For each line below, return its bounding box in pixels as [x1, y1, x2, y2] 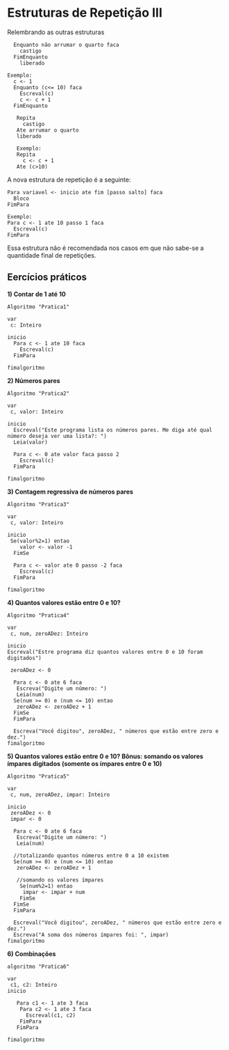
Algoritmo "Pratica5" [7, 773, 70, 780]
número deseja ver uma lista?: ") [7, 432, 108, 439]
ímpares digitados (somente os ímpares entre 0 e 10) [7, 759, 162, 767]
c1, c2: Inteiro [10, 981, 58, 988]
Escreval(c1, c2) [25, 1012, 76, 1019]
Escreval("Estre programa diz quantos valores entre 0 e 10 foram [7, 648, 203, 655]
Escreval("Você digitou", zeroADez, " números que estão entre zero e [13, 919, 222, 926]
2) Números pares [7, 376, 60, 384]
